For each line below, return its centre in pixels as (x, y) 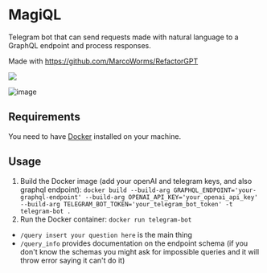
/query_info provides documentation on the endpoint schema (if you (134, 243)
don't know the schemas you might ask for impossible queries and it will (140, 251)
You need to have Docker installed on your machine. (95, 136)
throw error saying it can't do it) (72, 260)
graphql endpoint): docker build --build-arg (95, 189)
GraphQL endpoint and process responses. (80, 45)
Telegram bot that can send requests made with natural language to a (123, 37)
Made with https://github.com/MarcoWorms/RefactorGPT (103, 61)
